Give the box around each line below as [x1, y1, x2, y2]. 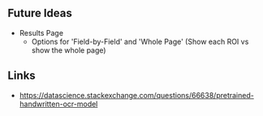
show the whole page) [31, 45, 106, 55]
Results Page [19, 28, 64, 37]
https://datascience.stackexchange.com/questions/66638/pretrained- [19, 90, 255, 100]
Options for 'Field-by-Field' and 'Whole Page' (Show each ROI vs [31, 37, 249, 46]
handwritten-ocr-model [19, 99, 98, 109]
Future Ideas [7, 6, 72, 20]
